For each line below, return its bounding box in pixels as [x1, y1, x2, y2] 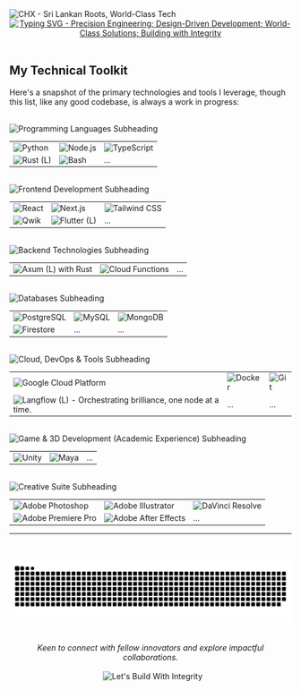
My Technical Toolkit [9, 63, 128, 79]
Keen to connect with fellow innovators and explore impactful [37, 642, 264, 652]
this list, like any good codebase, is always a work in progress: [9, 96, 240, 106]
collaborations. [122, 652, 179, 662]
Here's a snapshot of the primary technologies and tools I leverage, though [9, 87, 287, 98]
